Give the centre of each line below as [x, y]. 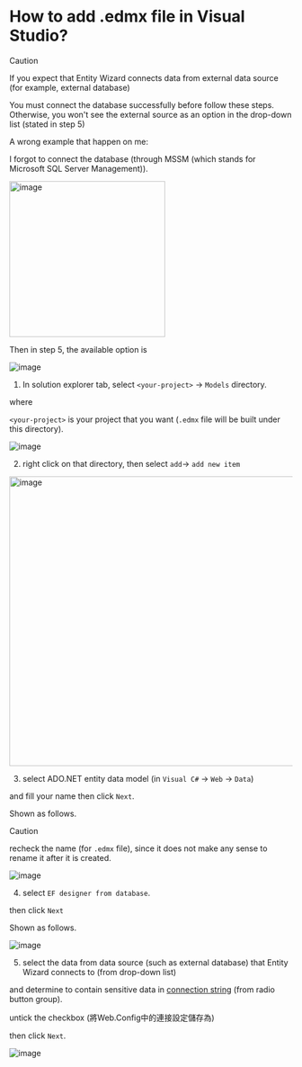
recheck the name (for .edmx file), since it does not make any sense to [138, 848]
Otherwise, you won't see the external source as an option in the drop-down [151, 114]
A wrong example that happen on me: [79, 141]
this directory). [37, 428]
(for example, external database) [70, 87]
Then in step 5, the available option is [78, 349]
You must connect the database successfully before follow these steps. [142, 104]
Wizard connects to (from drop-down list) [99, 972]
